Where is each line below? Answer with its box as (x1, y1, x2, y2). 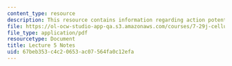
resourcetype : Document (7, 36, 76, 43)
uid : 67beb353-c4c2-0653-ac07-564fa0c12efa (7, 49, 135, 56)
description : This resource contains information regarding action (7, 16, 206, 23)
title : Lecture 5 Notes (7, 42, 76, 49)
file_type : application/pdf (7, 29, 88, 36)
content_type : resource (7, 10, 76, 17)
